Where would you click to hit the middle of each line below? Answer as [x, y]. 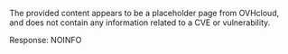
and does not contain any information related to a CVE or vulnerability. [140, 22]
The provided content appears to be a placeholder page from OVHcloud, [144, 13]
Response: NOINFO [46, 40]
